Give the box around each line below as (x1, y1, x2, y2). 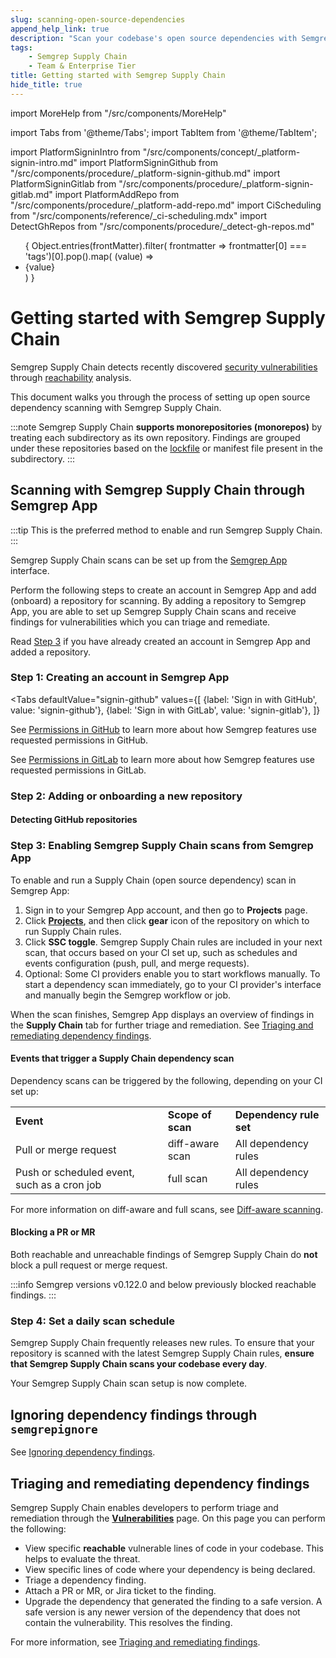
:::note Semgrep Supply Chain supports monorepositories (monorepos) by (10, 421, 323, 433)
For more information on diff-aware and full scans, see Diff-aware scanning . (10, 1203, 324, 1215)
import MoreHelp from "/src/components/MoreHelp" (10, 107, 227, 119)
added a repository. (10, 646, 92, 658)
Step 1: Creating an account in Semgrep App (10, 671, 230, 685)
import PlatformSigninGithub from (79, 156, 218, 168)
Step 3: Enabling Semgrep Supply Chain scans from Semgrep (10, 839, 314, 853)
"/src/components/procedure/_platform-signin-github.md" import (10, 167, 281, 179)
